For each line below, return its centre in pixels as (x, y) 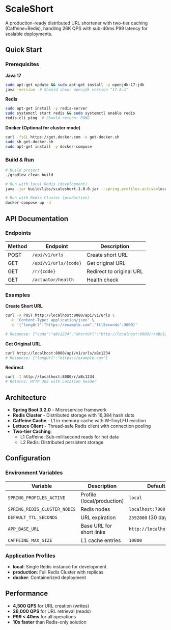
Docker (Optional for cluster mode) (43, 128)
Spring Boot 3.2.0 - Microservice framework (60, 409)
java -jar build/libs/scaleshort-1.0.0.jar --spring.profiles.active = (82, 189)
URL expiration (98, 517)
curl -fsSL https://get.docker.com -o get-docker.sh (62, 137)
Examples (18, 295)
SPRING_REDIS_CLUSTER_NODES (42, 509)
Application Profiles (30, 556)
